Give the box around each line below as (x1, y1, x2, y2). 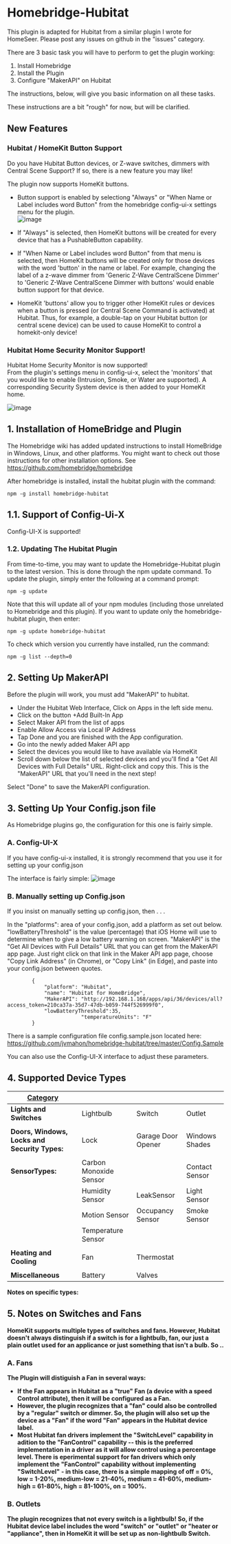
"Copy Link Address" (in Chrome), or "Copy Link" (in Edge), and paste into (7, 957, 218, 965)
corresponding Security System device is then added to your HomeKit (7, 383, 206, 391)
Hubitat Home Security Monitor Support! (7, 345, 146, 355)
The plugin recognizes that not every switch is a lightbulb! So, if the (7, 1515, 204, 1523)
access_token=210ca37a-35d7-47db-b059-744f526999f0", (7, 1002, 165, 1009)
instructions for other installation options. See (7, 456, 136, 464)
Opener (136, 1139, 161, 1149)
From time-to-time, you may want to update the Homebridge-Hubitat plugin (7, 559, 221, 568)
